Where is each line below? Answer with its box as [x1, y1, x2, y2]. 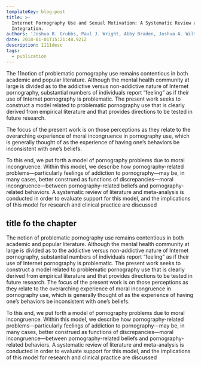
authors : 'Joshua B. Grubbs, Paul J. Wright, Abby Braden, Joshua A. [6, 31, 184, 37]
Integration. [11, 25, 44, 32]
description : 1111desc [6, 43, 63, 48]
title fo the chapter [6, 219, 77, 229]
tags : [6, 48, 20, 54]
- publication [11, 53, 47, 59]
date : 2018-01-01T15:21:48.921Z [6, 37, 87, 43]
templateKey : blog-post [6, 8, 66, 15]
